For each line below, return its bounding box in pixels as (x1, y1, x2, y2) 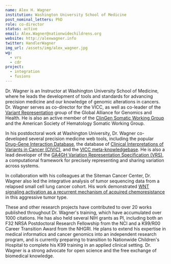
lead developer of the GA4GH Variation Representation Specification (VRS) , (5, 151, 164, 158)
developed (5, 136, 28, 142)
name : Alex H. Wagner (5, 7, 52, 13)
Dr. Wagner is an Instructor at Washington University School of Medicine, (5, 88, 159, 94)
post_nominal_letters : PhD (5, 17, 63, 22)
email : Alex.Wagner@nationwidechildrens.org (5, 31, 102, 36)
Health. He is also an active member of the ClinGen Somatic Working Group (5, 115, 164, 121)
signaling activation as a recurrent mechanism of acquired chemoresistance (5, 189, 165, 195)
